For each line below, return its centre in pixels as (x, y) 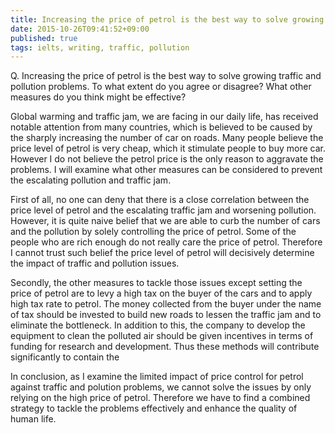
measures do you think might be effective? (98, 97)
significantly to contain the (65, 357)
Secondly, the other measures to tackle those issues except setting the (156, 283)
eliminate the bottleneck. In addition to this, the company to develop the (158, 325)
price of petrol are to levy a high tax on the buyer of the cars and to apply (161, 293)
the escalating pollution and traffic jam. (91, 180)
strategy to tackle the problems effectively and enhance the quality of (154, 408)
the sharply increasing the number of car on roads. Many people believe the (167, 138)
